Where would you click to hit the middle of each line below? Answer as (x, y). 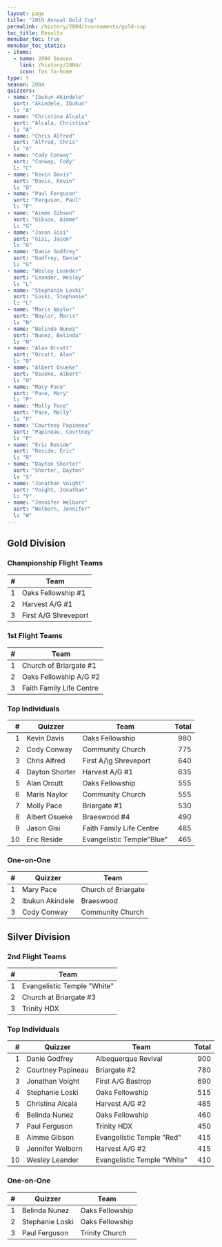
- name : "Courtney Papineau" (49, 425)
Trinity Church (103, 1232)
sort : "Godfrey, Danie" (47, 258)
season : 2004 (26, 84)
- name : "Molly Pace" (38, 406)
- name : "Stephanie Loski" (46, 290)
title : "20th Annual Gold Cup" (52, 20)
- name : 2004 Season (43, 59)
